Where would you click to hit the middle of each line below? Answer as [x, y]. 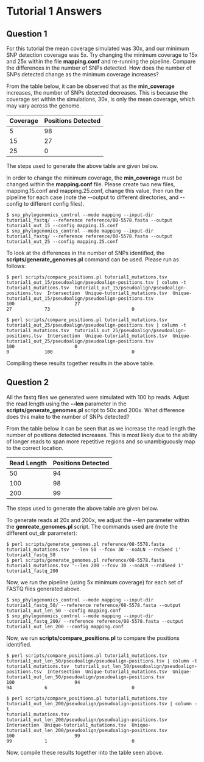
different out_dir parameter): [42, 533]
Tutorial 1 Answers [54, 11]
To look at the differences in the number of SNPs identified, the [86, 253]
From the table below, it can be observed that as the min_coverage [90, 86]
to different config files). [54, 204]
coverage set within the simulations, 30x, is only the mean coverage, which [101, 99]
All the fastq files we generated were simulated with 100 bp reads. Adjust [98, 397]
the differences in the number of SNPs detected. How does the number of [99, 68]
